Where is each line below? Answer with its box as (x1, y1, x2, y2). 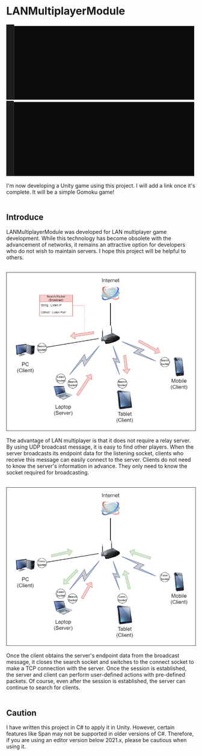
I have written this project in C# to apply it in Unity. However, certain (6, 724, 175, 731)
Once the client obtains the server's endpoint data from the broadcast (6, 652, 180, 659)
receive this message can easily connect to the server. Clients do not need (6, 456, 191, 463)
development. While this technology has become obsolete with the (6, 235, 171, 242)
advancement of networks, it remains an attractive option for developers (6, 241, 186, 248)
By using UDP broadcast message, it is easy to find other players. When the (6, 443, 194, 450)
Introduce (6, 212, 44, 223)
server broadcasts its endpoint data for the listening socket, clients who (6, 449, 184, 456)
